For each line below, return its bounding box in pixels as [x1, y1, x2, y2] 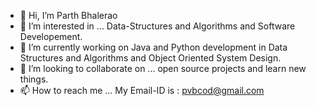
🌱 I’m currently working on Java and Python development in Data [19, 41, 288, 53]
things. [19, 73, 49, 85]
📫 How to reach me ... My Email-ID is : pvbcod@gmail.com [19, 85, 265, 96]
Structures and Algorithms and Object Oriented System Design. [19, 52, 282, 64]
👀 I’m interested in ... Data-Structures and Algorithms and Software [19, 20, 296, 32]
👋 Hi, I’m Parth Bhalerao [19, 10, 118, 21]
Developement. [19, 31, 83, 42]
